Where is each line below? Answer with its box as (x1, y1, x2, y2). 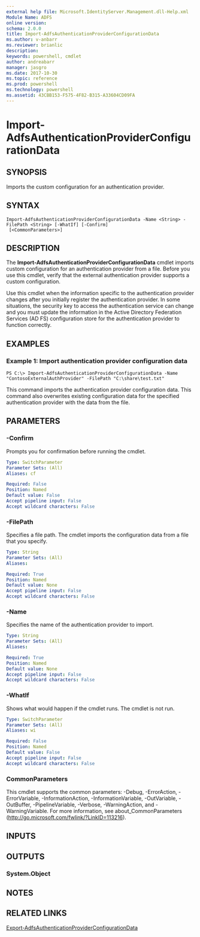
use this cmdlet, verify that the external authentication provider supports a (6, 272, 190, 279)
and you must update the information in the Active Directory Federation (6, 309, 182, 316)
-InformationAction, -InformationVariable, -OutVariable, (41, 795, 178, 802)
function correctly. (6, 322, 52, 329)
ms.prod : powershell (6, 81, 58, 87)
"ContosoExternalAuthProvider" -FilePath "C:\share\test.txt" (6, 375, 165, 382)
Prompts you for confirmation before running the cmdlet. (6, 447, 146, 455)
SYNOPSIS (6, 167, 47, 177)
